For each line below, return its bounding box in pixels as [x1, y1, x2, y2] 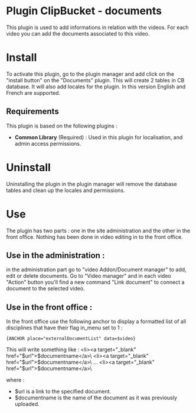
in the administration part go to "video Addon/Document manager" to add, [6, 266, 187, 273]
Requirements [6, 107, 59, 117]
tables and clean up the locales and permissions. [6, 187, 125, 194]
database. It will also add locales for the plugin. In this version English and [6, 83, 186, 90]
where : [6, 376, 25, 383]
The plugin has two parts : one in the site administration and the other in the [6, 227, 191, 234]
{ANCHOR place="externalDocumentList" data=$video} [6, 336, 136, 342]
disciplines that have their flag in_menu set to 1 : [6, 324, 123, 331]
